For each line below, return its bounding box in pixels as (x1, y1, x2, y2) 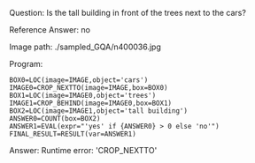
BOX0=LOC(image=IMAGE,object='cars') (9, 76, 149, 85)
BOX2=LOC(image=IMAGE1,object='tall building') (9, 107, 189, 115)
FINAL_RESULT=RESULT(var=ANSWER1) (9, 130, 137, 138)
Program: (9, 59, 43, 69)
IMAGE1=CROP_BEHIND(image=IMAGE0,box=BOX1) (9, 99, 173, 107)
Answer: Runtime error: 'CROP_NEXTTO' (9, 145, 158, 155)
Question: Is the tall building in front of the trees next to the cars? (9, 8, 246, 18)
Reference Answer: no (9, 25, 91, 34)
